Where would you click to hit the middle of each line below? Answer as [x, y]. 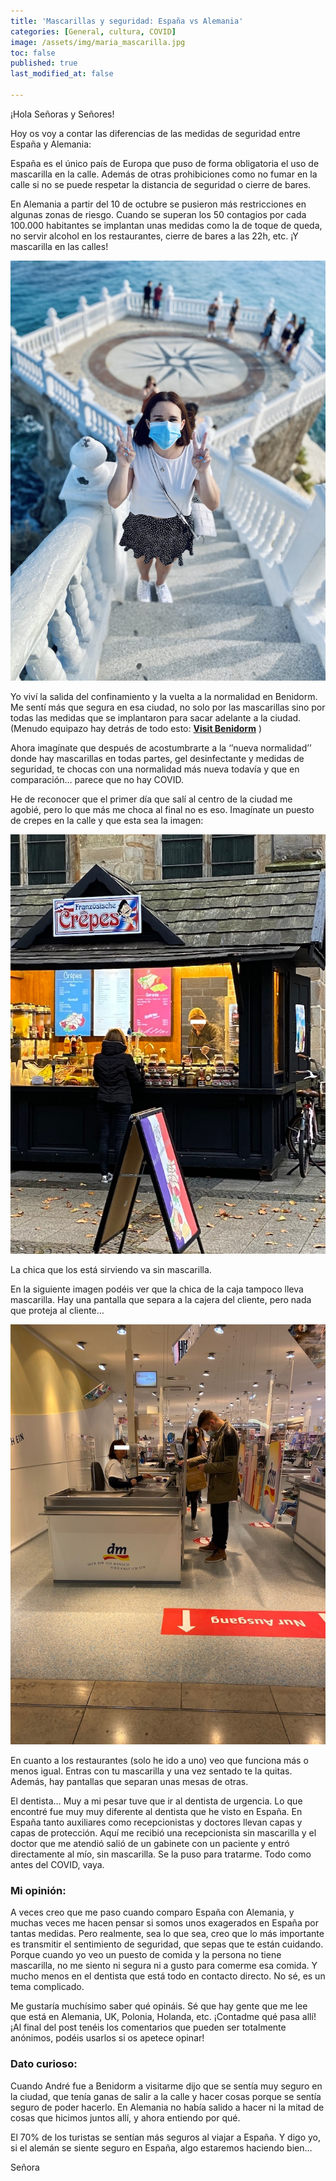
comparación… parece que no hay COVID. [97, 779]
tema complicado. [47, 1987]
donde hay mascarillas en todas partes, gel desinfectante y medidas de [157, 758]
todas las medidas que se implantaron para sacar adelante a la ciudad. [156, 717]
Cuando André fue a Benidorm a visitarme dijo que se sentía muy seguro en [166, 2086]
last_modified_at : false [62, 74]
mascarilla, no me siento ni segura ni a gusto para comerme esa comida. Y [164, 1966]
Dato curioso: [44, 2064]
